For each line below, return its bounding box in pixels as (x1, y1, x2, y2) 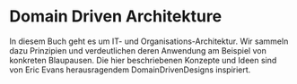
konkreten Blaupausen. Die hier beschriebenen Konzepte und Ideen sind (9, 55, 277, 65)
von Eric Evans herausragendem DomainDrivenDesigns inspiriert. (9, 64, 251, 75)
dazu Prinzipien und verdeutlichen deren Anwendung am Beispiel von (9, 45, 266, 55)
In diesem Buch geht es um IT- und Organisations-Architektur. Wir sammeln (9, 36, 289, 46)
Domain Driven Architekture (9, 6, 223, 27)
